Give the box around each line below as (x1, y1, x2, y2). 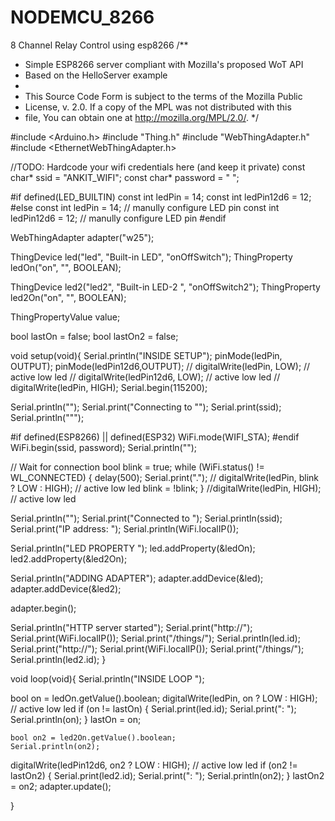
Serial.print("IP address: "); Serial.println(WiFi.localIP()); (10, 522, 239, 535)
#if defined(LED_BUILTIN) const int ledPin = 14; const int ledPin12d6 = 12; (10, 191, 312, 203)
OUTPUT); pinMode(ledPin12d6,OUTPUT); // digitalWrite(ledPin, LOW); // (10, 360, 311, 372)
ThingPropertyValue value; (10, 311, 121, 323)
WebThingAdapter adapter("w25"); (10, 231, 155, 243)
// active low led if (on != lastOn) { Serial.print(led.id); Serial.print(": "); (10, 702, 297, 715)
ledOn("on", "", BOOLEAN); (10, 261, 122, 273)
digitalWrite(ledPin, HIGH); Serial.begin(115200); (10, 381, 208, 393)
